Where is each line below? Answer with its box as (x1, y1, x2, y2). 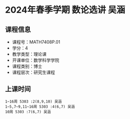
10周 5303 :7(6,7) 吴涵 (5, 109, 51, 114)
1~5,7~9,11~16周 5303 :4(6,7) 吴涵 (5, 104, 75, 109)
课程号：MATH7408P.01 (12, 39, 60, 45)
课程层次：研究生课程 (12, 69, 55, 75)
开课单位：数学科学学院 (12, 57, 59, 63)
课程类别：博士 (12, 64, 42, 69)
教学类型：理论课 (12, 51, 47, 57)
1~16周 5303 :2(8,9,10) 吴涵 (5, 99, 62, 104)
